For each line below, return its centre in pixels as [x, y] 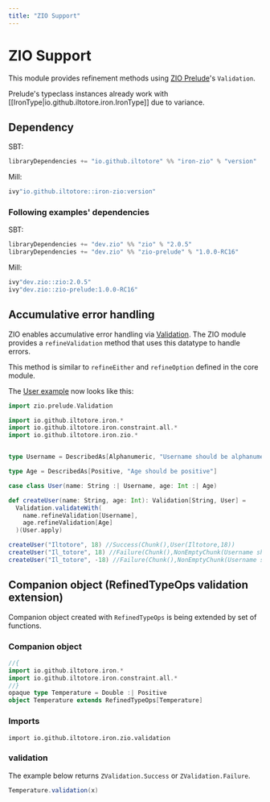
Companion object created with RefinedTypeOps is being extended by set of [133, 617]
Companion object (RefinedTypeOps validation [129, 585]
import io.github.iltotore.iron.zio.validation [90, 738]
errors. [19, 351]
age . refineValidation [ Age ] [68, 523]
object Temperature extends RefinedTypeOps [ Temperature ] [106, 701]
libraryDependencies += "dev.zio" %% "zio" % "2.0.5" [100, 245]
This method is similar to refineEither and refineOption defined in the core [133, 366]
